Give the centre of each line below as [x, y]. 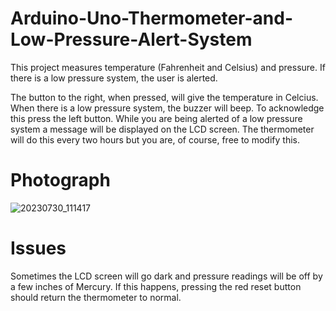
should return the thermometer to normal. [96, 297]
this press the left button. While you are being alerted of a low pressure [156, 118]
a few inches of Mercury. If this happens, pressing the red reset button [156, 286]
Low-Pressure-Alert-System [131, 39]
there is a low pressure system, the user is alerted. [114, 78]
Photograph [60, 180]
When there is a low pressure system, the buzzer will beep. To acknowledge [167, 108]
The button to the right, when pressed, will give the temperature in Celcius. [164, 97]
